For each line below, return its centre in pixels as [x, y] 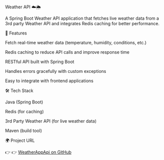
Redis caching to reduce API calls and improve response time [67, 52]
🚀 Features [16, 33]
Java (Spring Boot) [24, 102]
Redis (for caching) [25, 112]
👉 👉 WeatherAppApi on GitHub [38, 152]
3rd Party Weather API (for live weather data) [51, 121]
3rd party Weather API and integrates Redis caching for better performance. [82, 23]
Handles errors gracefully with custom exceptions [56, 71]
